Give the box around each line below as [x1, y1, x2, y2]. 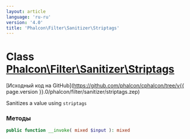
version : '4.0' [6, 19, 44, 25]
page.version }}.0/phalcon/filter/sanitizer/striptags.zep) [6, 89, 140, 96]
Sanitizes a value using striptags [6, 100, 87, 107]
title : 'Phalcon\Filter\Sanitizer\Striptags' [6, 25, 119, 31]
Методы [6, 114, 31, 123]
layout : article [6, 8, 46, 15]
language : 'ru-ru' [6, 14, 51, 20]
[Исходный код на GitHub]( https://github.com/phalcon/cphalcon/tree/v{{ [6, 82, 184, 89]
